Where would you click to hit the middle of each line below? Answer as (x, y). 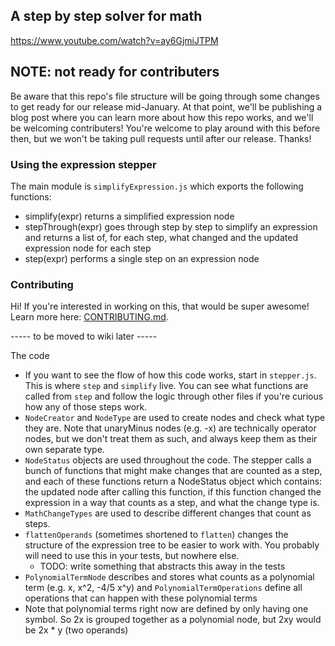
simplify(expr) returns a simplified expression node (129, 216)
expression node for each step (88, 248)
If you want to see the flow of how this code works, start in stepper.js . (170, 375)
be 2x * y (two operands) (76, 630)
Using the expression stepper (83, 164)
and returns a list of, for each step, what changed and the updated (161, 237)
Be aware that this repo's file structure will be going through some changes (165, 96)
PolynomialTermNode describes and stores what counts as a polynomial (169, 577)
